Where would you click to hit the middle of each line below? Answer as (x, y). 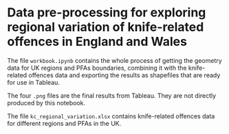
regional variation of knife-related (106, 27)
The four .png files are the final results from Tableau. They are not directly (112, 95)
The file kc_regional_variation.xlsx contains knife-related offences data (111, 116)
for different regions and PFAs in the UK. (64, 123)
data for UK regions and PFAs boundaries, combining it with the (97, 68)
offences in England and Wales (97, 42)
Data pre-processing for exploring (107, 13)
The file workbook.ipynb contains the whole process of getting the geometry (115, 60)
